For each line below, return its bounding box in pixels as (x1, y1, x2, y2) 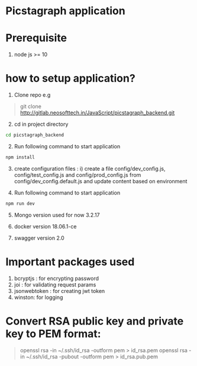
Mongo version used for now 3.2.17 (14, 211, 100, 218)
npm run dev (5, 200, 35, 206)
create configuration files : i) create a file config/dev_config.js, (14, 165, 166, 172)
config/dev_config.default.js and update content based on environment (14, 177, 188, 184)
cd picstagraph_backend (5, 132, 64, 138)
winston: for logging (14, 294, 63, 301)
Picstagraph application (5, 4, 125, 18)
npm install (5, 154, 35, 160)
